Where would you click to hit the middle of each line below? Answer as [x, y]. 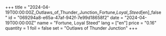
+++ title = [16, 7]
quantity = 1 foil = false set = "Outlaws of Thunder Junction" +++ [71, 28]
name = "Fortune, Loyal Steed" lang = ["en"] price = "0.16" [97, 23]
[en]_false [151, 12]
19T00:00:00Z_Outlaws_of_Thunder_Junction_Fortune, [61, 12]
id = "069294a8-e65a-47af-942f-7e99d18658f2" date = [66, 18]
